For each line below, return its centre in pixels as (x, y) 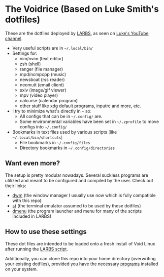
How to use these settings (46, 232)
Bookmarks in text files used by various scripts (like (65, 132)
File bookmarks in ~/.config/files (55, 142)
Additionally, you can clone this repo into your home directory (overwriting (81, 258)
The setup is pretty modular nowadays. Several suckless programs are (77, 175)
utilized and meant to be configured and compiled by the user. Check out (79, 180)
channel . (14, 39)
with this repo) (27, 200)
